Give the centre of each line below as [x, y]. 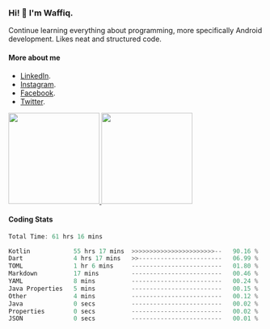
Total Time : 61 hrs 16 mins [56, 236]
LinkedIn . [35, 75]
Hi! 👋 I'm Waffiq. [41, 13]
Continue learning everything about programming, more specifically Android [135, 31]
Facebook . [38, 93]
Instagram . [38, 84]
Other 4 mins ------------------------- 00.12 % [133, 296]
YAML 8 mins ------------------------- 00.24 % [133, 281]
